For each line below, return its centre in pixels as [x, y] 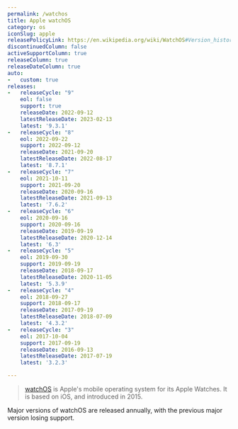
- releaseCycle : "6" [41, 212]
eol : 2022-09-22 [44, 139]
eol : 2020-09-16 [44, 218]
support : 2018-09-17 [50, 304]
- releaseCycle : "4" [41, 290]
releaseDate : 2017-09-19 [57, 310]
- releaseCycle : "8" [41, 132]
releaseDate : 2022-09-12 [57, 113]
